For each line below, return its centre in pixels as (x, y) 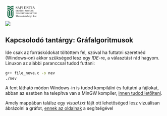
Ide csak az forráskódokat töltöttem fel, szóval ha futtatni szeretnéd (75, 52)
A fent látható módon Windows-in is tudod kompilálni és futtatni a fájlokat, (82, 88)
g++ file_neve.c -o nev (30, 73)
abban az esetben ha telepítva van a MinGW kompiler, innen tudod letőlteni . (84, 93)
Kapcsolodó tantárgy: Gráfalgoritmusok (69, 40)
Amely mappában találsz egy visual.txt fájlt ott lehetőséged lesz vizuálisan (82, 103)
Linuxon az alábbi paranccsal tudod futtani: (50, 63)
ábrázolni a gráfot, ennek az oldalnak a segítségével (59, 108)
